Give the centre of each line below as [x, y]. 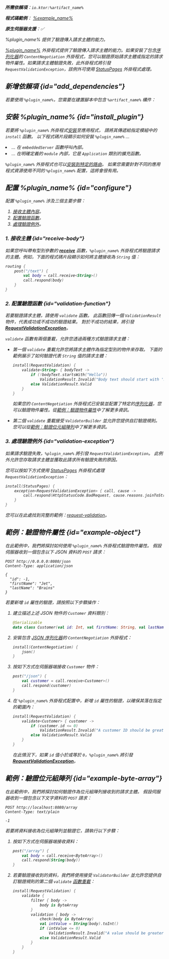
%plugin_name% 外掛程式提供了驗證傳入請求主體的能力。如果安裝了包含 [81, 50]
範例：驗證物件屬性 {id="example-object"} [73, 532]
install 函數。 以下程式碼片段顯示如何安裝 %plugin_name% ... [67, 136]
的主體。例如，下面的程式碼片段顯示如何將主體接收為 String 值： [73, 257]
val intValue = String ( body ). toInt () [79, 924]
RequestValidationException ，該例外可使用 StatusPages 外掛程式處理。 [80, 69]
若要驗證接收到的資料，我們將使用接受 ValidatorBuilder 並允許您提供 [85, 875]
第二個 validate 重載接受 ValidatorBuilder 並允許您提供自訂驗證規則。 [86, 421]
